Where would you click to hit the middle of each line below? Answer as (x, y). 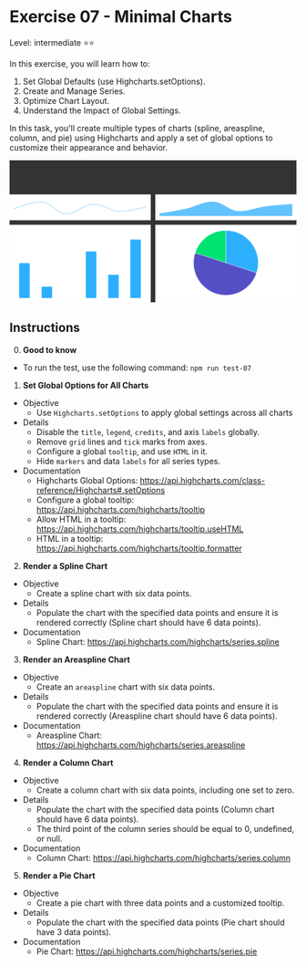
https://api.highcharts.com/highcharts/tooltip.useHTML (140, 529)
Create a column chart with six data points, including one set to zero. (165, 790)
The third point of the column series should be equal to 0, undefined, (165, 828)
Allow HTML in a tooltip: (81, 519)
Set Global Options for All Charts (86, 385)
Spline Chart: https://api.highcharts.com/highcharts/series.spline (158, 641)
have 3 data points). (74, 931)
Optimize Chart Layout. (66, 100)
